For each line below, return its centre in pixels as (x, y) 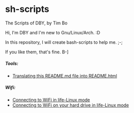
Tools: (12, 63)
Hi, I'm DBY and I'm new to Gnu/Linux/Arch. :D (53, 32)
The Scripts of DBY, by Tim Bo (36, 23)
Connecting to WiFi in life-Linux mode (51, 100)
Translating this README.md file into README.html (65, 76)
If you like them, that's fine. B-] (37, 52)
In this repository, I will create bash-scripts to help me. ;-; (64, 42)
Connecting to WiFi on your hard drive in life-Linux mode (70, 105)
